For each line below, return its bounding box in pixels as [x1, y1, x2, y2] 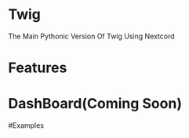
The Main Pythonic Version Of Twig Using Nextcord [8, 31, 175, 41]
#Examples [8, 121, 45, 130]
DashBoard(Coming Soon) [8, 95, 183, 113]
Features [8, 59, 67, 77]
